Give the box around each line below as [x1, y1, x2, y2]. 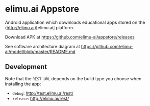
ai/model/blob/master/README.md [5, 49, 76, 54]
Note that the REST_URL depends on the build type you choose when [5, 75, 142, 81]
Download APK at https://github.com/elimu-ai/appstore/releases [5, 34, 135, 40]
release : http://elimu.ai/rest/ [12, 95, 70, 101]
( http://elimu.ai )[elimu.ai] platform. [5, 24, 75, 30]
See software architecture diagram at [5, 43, 80, 49]
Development [5, 63, 48, 71]
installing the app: [5, 81, 41, 87]
